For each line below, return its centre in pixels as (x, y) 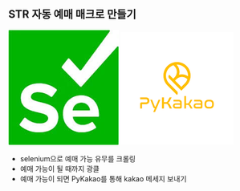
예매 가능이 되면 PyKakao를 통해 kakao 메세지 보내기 (103, 178)
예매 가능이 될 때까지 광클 (60, 169)
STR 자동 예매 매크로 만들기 (72, 14)
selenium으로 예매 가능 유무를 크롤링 (78, 158)
